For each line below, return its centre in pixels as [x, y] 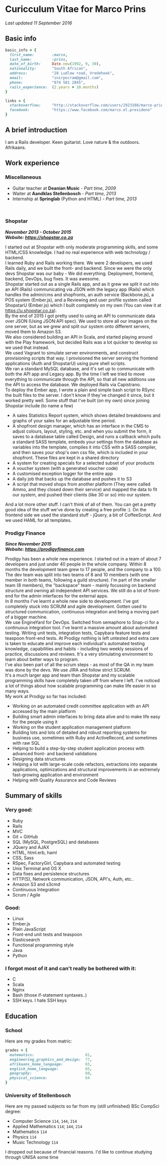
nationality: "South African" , [49, 69]
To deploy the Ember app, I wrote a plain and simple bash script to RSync [80, 390]
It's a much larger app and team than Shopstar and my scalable [70, 675]
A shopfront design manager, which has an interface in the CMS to [81, 426]
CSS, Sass [23, 858]
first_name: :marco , [39, 55]
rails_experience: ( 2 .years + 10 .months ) [54, 87]
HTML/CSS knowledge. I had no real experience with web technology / [78, 252]
